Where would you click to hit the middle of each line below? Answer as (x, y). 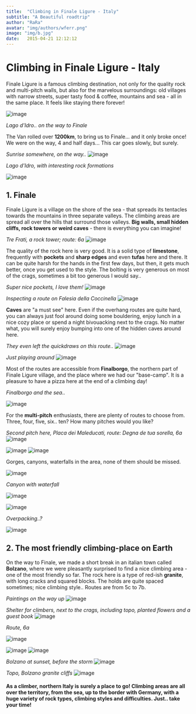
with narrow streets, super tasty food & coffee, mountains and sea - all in (94, 96)
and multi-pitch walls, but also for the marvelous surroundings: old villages (96, 90)
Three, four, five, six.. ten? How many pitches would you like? (80, 421)
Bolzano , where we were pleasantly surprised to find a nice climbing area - (97, 568)
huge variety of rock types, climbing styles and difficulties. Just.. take (93, 699)
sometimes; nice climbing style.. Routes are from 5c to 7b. (76, 587)
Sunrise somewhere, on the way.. (46, 154)
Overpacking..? (24, 518)
